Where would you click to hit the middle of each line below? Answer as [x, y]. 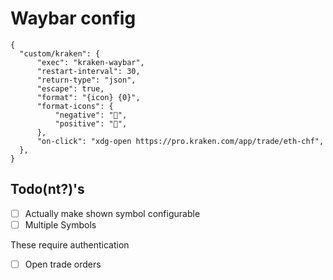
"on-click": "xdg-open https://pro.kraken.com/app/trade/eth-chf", [180, 141]
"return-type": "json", [86, 80]
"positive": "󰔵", [91, 123]
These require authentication [70, 244]
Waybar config [73, 18]
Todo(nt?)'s [47, 189]
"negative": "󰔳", [91, 115]
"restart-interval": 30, [88, 71]
